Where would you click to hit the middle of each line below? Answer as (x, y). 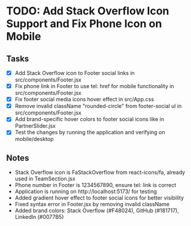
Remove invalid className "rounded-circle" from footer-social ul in (98, 106)
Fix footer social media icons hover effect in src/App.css (84, 100)
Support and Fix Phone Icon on (84, 24)
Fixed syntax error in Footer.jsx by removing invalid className (92, 204)
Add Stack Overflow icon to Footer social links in (75, 73)
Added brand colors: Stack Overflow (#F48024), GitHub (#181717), (97, 210)
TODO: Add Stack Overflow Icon (88, 11)
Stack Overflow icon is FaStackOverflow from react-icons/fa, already (100, 173)
